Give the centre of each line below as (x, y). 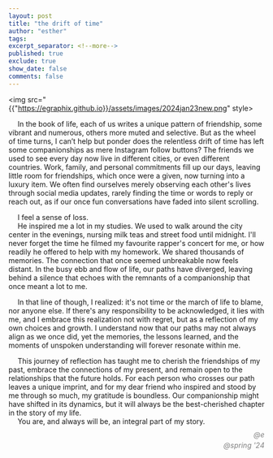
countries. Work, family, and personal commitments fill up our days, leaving (134, 166)
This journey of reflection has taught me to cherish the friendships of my (139, 361)
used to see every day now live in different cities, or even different (119, 158)
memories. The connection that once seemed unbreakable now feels (123, 260)
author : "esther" (38, 31)
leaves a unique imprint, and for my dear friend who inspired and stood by (132, 387)
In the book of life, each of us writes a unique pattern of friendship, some (140, 123)
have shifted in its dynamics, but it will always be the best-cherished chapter (136, 404)
